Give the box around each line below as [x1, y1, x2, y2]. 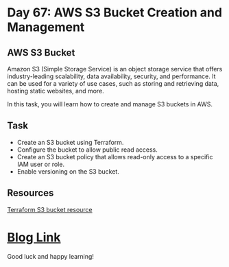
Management [7, 19, 85, 35]
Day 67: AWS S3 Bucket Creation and [7, 5, 223, 21]
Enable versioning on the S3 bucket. [16, 167, 120, 176]
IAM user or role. [16, 160, 65, 168]
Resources [7, 187, 54, 199]
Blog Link [7, 229, 61, 245]
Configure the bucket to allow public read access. [16, 146, 158, 154]
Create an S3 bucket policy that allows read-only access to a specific [16, 152, 213, 161]
